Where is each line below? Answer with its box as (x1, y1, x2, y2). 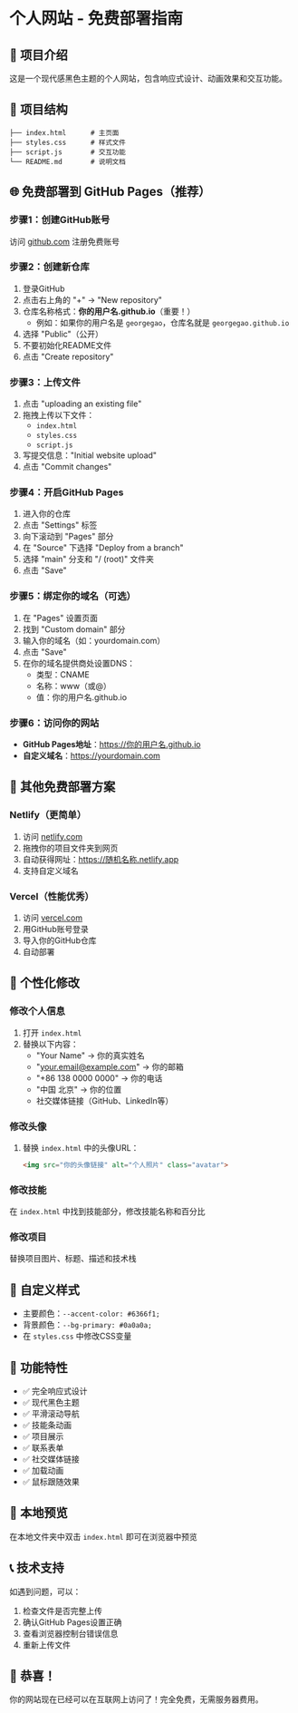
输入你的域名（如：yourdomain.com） (22, 635, 166, 646)
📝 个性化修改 (9, 976, 80, 991)
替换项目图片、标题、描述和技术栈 (9, 1253, 137, 1264)
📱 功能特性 (9, 1359, 68, 1375)
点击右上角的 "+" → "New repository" (22, 294, 163, 305)
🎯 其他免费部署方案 (9, 779, 116, 794)
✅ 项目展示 (22, 1431, 64, 1442)
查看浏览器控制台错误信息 (22, 1628, 119, 1639)
